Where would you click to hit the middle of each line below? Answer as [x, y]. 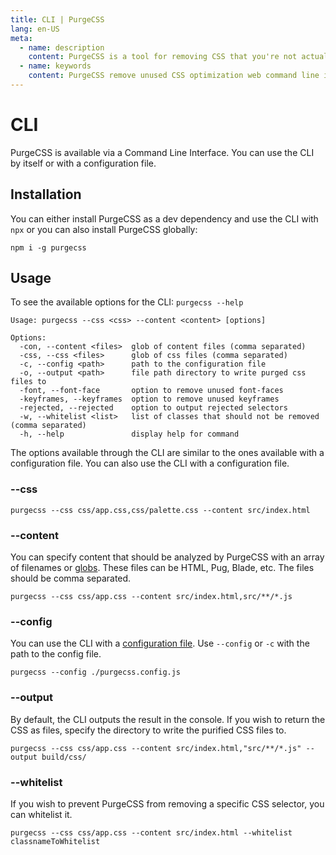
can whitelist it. [41, 814]
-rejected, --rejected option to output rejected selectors [153, 408]
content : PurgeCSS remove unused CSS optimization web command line [174, 76]
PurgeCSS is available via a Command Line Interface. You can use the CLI [162, 152]
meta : [21, 38]
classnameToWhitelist [55, 841]
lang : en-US [35, 29]
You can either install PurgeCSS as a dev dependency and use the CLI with [164, 218]
